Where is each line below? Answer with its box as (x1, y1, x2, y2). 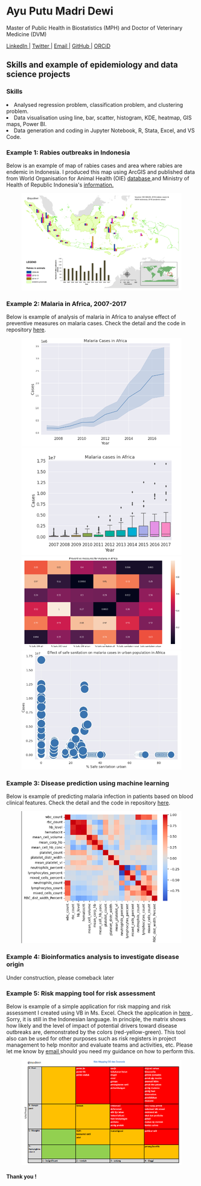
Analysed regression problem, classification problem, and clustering (14, 101, 183, 108)
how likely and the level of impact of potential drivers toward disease (6, 1022, 177, 1029)
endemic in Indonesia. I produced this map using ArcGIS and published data (6, 168, 195, 176)
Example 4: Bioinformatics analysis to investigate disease (6, 952, 179, 961)
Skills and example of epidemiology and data (6, 60, 178, 70)
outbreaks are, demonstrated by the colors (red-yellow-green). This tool (6, 1028, 186, 1036)
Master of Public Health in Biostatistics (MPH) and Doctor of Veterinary (6, 24, 183, 31)
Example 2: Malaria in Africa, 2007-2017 (6, 299, 127, 308)
